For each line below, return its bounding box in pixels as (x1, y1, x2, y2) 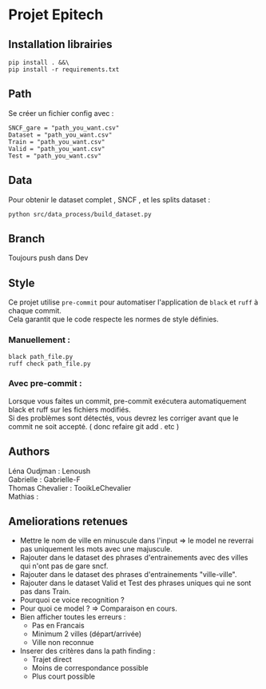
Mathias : (8, 492, 38, 501)
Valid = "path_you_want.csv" (8, 145, 105, 153)
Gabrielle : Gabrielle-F (8, 474, 81, 484)
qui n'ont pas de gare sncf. (19, 561, 109, 571)
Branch (8, 232, 46, 245)
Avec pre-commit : (8, 378, 82, 389)
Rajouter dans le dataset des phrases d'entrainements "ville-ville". (19, 570, 237, 579)
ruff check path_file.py (8, 360, 91, 368)
